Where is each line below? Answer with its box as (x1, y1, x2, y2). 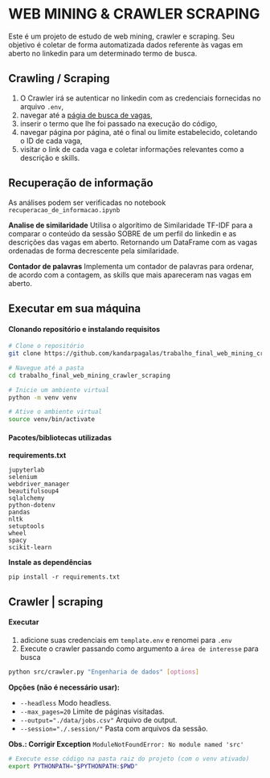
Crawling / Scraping (8, 72, 110, 85)
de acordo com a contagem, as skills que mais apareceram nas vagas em (8, 270, 252, 280)
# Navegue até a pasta (8, 363, 84, 372)
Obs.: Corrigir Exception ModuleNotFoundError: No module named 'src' (8, 739, 244, 748)
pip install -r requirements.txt (8, 573, 121, 581)
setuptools (8, 522, 45, 530)
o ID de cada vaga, (19, 136, 83, 145)
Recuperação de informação (8, 176, 154, 190)
